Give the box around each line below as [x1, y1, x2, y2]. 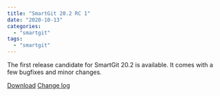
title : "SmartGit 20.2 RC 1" [7, 10, 91, 17]
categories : [7, 23, 41, 29]
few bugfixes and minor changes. [7, 68, 102, 76]
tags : [7, 36, 23, 43]
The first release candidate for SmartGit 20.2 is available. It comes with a [7, 61, 213, 69]
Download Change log [7, 82, 70, 89]
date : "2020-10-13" [7, 16, 63, 23]
